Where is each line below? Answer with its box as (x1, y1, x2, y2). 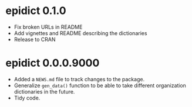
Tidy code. (14, 94, 41, 101)
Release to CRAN (14, 36, 56, 43)
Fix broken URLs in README (14, 23, 83, 30)
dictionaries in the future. (14, 88, 75, 95)
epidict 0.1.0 (5, 4, 66, 18)
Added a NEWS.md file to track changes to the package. (14, 75, 145, 82)
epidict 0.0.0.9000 (5, 57, 100, 70)
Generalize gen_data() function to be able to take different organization (14, 82, 186, 89)
